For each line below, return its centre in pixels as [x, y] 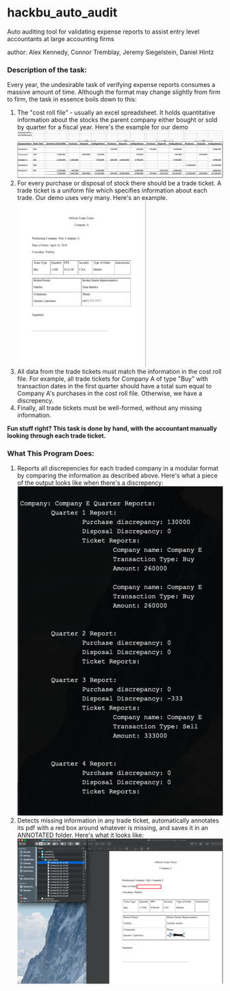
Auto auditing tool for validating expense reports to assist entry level [103, 32]
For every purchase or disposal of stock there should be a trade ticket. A [119, 184]
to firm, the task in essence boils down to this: [72, 99]
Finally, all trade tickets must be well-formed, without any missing [109, 408]
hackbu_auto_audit [62, 13]
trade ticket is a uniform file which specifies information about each [112, 190]
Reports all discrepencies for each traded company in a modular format [118, 468]
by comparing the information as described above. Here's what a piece [117, 476]
